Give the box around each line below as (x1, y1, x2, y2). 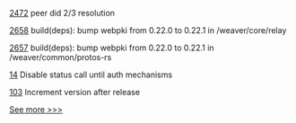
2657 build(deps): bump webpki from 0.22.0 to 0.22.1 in (9, 42, 214, 53)
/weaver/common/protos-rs (9, 52, 112, 62)
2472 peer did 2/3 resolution (9, 8, 115, 18)
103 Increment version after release (9, 87, 141, 97)
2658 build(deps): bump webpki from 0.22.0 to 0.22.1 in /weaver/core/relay (9, 25, 287, 35)
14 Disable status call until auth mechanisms (9, 69, 173, 80)
